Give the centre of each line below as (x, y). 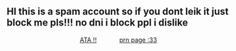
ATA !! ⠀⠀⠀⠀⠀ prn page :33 (118, 40)
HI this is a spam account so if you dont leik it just (118, 12)
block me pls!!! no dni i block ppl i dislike (97, 23)
